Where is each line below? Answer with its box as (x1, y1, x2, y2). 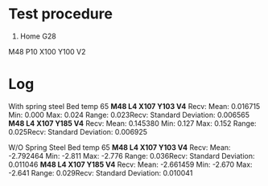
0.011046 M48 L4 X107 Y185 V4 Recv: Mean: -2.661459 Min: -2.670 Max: (8, 160, 253, 169)
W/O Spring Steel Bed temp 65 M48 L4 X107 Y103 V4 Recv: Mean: (8, 142, 231, 152)
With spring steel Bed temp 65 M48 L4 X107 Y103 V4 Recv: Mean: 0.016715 (8, 101, 261, 111)
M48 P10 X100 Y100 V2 (8, 46, 86, 56)
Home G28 (19, 31, 56, 41)
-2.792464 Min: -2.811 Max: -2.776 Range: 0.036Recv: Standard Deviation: (8, 151, 255, 160)
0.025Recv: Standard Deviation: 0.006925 (8, 127, 147, 136)
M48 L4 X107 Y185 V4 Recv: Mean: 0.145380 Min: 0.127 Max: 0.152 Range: (8, 118, 257, 128)
